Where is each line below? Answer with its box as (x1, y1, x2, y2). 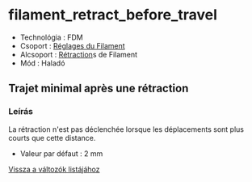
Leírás (8, 106, 34, 117)
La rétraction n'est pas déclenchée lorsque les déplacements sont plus (8, 124, 245, 134)
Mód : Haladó (19, 58, 65, 68)
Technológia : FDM (19, 32, 83, 42)
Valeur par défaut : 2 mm (19, 148, 103, 159)
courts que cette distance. (8, 133, 96, 142)
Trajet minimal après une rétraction (8, 82, 189, 95)
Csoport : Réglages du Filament (19, 40, 125, 50)
